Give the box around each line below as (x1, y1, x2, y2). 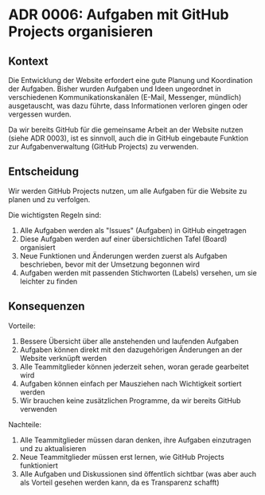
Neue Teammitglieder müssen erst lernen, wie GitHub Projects (19, 452, 224, 461)
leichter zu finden (19, 276, 78, 286)
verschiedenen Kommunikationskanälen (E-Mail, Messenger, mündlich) (8, 93, 242, 101)
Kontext (8, 54, 49, 68)
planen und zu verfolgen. (8, 194, 91, 204)
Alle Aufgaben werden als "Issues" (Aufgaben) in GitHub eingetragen (19, 225, 247, 235)
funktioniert (19, 461, 58, 470)
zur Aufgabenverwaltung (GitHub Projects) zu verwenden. (8, 142, 199, 151)
